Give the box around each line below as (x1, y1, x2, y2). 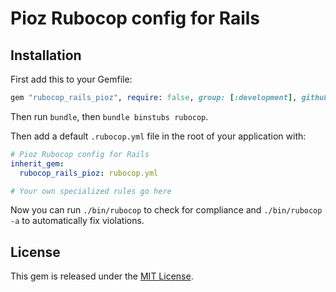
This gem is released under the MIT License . (10, 270, 194, 282)
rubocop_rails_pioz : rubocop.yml (19, 168, 159, 178)
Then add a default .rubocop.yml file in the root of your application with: (10, 130, 307, 142)
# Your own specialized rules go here (10, 186, 172, 196)
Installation (10, 47, 82, 64)
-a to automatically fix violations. (10, 215, 145, 227)
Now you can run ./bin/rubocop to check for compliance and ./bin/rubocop (10, 204, 323, 216)
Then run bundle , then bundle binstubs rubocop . (10, 110, 209, 122)
